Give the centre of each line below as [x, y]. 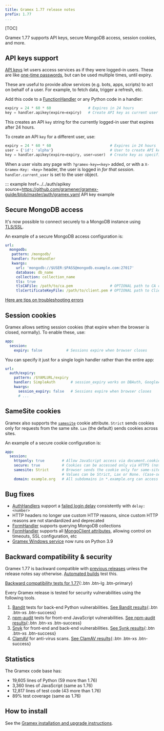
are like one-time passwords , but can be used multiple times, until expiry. [79, 75]
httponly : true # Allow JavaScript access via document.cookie [87, 461]
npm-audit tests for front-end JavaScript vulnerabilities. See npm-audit [83, 618]
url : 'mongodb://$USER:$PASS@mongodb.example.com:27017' [75, 268]
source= [13, 189]
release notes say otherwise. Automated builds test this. [61, 574]
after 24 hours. [20, 127]
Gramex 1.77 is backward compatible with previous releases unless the [76, 569]
